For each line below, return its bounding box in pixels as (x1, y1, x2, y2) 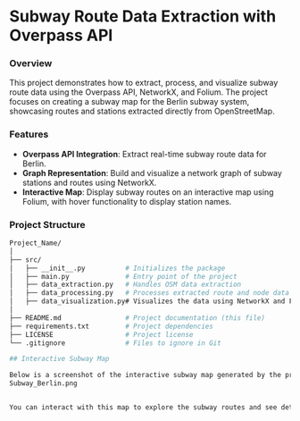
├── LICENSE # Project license (9, 330, 194, 339)
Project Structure (9, 218, 86, 231)
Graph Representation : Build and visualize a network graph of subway (21, 167, 283, 178)
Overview (9, 57, 53, 70)
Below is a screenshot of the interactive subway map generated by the (9, 371, 281, 380)
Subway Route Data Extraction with (9, 6, 277, 27)
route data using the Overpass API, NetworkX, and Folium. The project (9, 87, 268, 97)
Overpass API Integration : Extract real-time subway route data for (21, 148, 267, 159)
